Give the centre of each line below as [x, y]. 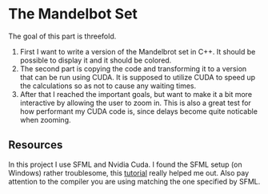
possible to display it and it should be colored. [96, 60]
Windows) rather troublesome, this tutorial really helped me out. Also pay [129, 172]
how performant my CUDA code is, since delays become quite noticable [139, 111]
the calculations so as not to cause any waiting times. [108, 86]
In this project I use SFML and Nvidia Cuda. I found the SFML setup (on [125, 164]
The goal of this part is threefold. [62, 36]
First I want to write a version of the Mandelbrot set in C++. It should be [138, 51]
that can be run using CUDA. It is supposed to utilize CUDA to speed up [138, 77]
